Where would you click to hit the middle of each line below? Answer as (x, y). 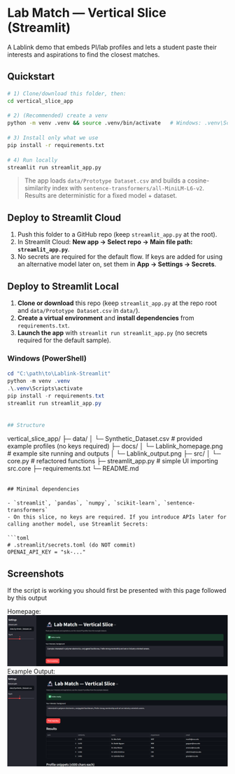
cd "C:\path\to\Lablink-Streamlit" (59, 374)
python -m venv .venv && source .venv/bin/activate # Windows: (104, 123)
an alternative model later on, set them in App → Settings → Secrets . (117, 265)
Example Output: (31, 671)
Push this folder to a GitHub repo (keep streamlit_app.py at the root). (117, 234)
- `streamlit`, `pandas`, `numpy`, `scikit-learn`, (84, 503)
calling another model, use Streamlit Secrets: (78, 524)
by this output (27, 598)
